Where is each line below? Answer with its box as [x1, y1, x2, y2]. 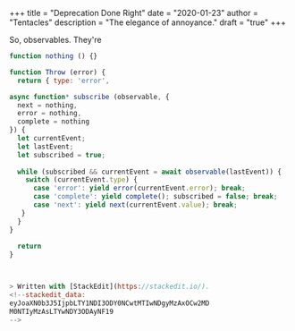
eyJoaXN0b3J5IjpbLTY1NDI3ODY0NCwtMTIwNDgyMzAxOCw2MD [9, 299, 210, 308]
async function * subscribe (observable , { [9, 92, 170, 101]
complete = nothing [17, 117, 90, 126]
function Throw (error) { [9, 67, 105, 77]
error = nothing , [17, 109, 82, 118]
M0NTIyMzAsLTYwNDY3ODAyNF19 [9, 307, 114, 316]
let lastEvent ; [17, 142, 74, 151]
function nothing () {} [9, 52, 98, 61]
